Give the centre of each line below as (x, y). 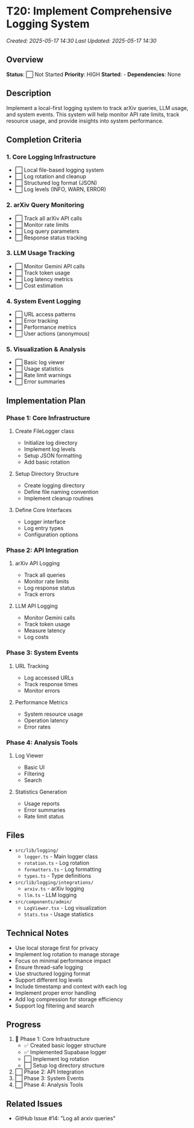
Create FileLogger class (44, 431)
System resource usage (53, 714)
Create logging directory (55, 485)
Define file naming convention (61, 492)
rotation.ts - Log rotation (57, 863)
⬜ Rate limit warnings (43, 375)
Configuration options (51, 535)
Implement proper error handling (55, 993)
